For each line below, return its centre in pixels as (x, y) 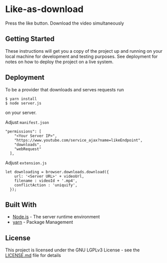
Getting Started (30, 39)
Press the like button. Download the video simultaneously (65, 23)
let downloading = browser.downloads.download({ (57, 172)
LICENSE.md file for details (33, 255)
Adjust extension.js (26, 163)
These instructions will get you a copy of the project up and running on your (84, 51)
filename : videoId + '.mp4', (46, 181)
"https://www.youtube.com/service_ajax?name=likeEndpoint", (78, 140)
